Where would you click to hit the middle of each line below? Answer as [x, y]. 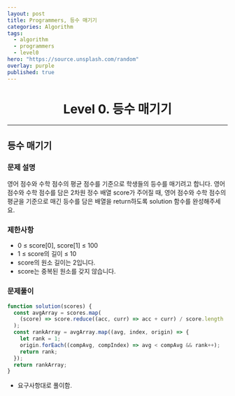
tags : [15, 33]
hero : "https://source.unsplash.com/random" [73, 59]
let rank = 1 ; [40, 339]
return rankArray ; [41, 365]
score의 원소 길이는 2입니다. [56, 262]
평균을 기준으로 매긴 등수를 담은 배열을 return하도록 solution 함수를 [99, 201]
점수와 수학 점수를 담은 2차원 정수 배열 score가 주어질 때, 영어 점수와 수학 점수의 [117, 192]
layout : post [26, 14]
